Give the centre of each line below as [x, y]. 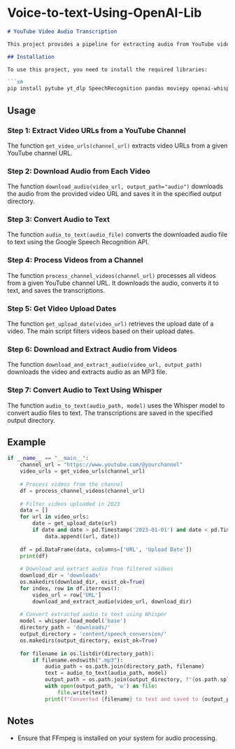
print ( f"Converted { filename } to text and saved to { [124, 699]
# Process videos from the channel [72, 484]
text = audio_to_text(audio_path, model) [106, 673]
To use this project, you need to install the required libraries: [108, 69]
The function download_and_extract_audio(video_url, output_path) [105, 365]
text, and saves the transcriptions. [56, 290]
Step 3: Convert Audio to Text [59, 220]
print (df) [34, 556]
